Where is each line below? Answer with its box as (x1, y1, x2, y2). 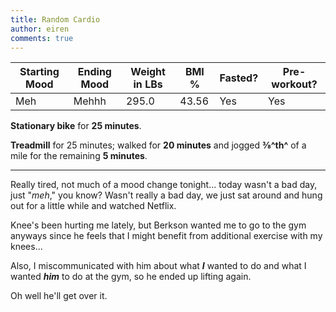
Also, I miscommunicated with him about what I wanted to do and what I (10, 260, 307, 272)
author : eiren (10, 24, 70, 34)
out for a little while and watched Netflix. (10, 200, 177, 212)
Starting (19, 65, 60, 79)
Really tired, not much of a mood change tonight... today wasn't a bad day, (10, 179, 318, 191)
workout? (271, 77, 318, 91)
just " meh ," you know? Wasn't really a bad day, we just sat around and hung (10, 189, 323, 201)
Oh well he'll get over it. (10, 290, 108, 302)
